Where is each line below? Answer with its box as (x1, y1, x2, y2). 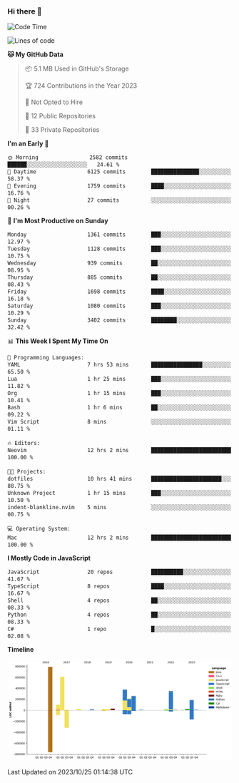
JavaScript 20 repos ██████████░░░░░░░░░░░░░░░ (7, 568, 232, 576)
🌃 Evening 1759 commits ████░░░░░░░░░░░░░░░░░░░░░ (7, 183, 232, 190)
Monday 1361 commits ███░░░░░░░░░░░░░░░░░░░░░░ (7, 231, 232, 238)
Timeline (7, 645, 34, 654)
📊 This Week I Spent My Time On (7, 337, 108, 345)
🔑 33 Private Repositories (24, 126, 100, 134)
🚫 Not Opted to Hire (24, 98, 83, 106)
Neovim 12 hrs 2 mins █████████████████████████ (7, 447, 232, 454)
